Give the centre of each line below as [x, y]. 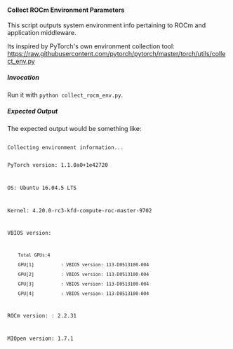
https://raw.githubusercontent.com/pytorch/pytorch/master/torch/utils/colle [116, 54]
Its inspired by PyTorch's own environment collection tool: [91, 46]
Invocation [24, 77]
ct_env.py [21, 61]
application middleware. [42, 33]
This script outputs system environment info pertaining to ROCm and [107, 25]
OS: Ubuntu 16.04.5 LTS [42, 188]
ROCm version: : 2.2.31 [42, 315]
